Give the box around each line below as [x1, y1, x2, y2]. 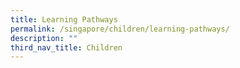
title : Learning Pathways [10, 14, 118, 25]
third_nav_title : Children [10, 42, 123, 53]
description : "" [10, 33, 78, 43]
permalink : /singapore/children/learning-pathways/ [10, 24, 230, 34]
